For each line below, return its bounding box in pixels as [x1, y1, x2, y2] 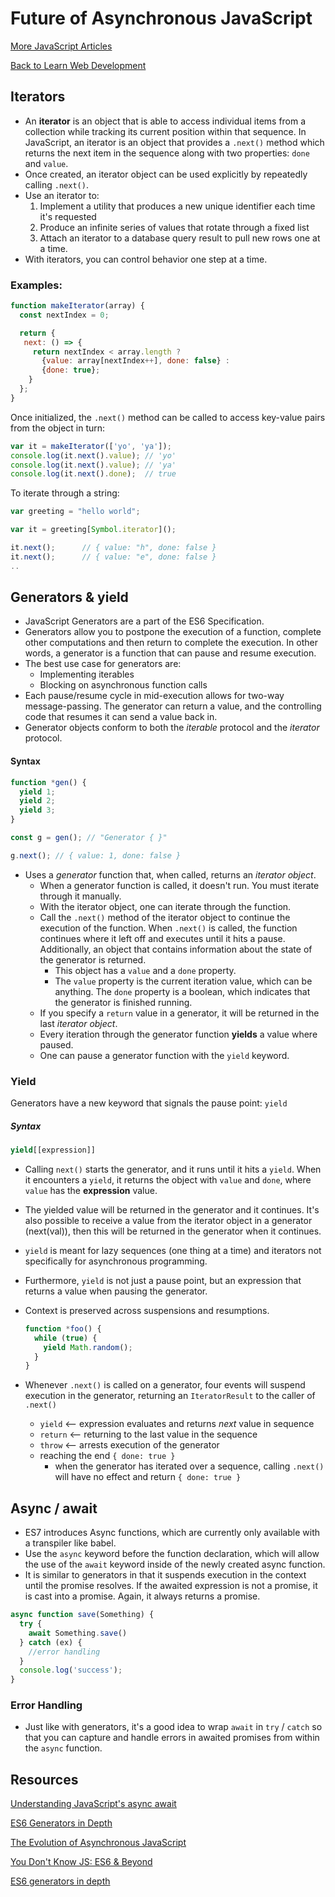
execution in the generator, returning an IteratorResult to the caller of [24, 1390, 316, 1402]
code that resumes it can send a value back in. [24, 711, 218, 723]
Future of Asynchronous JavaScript [10, 7, 313, 30]
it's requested [39, 210, 97, 222]
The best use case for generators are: [24, 658, 182, 670]
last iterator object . [39, 1017, 118, 1029]
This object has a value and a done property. [54, 964, 237, 976]
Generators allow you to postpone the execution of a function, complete [24, 626, 322, 638]
